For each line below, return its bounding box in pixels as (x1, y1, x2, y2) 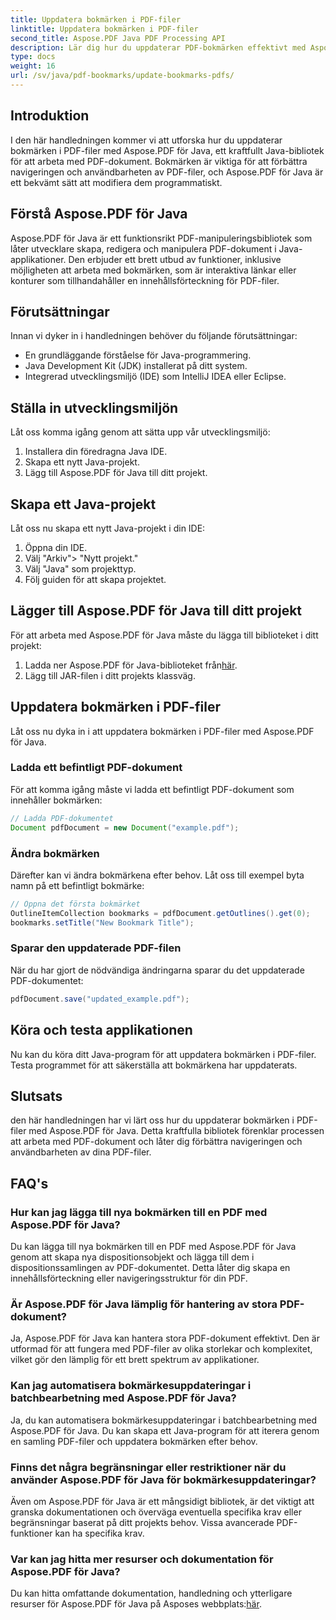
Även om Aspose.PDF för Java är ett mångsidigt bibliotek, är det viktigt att (10, 1495, 315, 1507)
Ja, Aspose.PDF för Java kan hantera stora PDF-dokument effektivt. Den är (10, 1332, 320, 1345)
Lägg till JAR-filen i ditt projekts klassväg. (24, 669, 196, 681)
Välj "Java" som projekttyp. (24, 562, 137, 575)
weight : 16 (10, 61, 56, 71)
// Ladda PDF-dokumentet (10, 813, 114, 823)
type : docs (10, 52, 56, 62)
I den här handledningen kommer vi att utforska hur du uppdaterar (10, 134, 283, 146)
